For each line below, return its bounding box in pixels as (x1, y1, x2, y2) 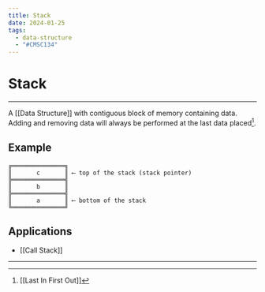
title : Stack (8, 11, 51, 20)
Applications (8, 224, 73, 238)
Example (8, 141, 52, 155)
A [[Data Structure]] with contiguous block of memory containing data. (8, 108, 238, 118)
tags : (8, 26, 26, 34)
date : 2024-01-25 (8, 19, 65, 27)
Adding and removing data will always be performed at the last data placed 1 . (8, 117, 256, 127)
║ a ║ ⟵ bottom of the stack (8, 197, 147, 204)
